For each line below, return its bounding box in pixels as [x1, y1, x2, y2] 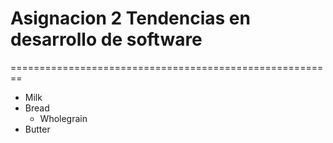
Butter [24, 123, 51, 135]
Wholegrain [39, 112, 88, 124]
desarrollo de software [10, 28, 203, 51]
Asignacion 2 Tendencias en [10, 7, 251, 30]
